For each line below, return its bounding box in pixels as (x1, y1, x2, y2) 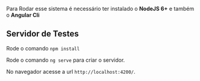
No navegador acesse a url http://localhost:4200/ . (6, 68, 136, 75)
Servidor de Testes (6, 29, 80, 39)
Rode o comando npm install (6, 44, 80, 52)
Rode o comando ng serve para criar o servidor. (6, 56, 125, 64)
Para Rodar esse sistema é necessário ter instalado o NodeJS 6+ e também (6, 5, 195, 12)
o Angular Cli (6, 11, 40, 19)
